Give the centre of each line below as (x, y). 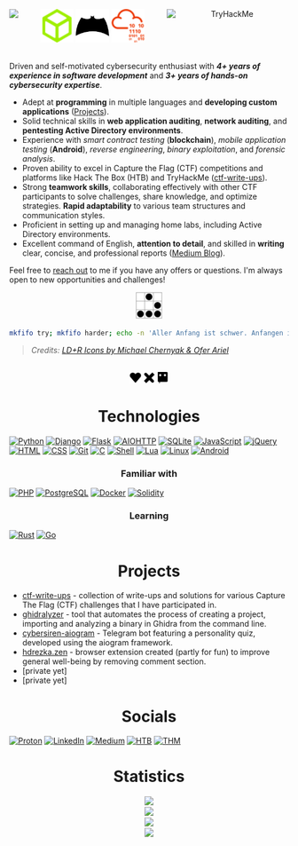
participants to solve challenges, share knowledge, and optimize (139, 196)
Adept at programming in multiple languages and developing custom (149, 102)
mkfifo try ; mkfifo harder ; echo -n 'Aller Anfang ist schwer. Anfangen (146, 333)
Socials (149, 716)
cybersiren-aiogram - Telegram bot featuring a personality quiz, (138, 633)
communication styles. (63, 215)
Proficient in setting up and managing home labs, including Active (142, 225)
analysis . (39, 158)
